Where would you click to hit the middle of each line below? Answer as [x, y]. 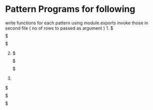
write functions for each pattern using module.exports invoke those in [77, 23]
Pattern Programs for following [70, 9]
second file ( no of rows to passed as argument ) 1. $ [59, 28]
